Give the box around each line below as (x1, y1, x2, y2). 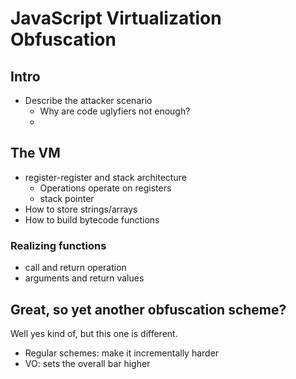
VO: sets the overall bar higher (24, 357, 151, 369)
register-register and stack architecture (24, 171, 187, 183)
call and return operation (24, 262, 127, 274)
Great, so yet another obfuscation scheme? (10, 301, 287, 318)
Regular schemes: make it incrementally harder (24, 347, 220, 359)
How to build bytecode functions (24, 213, 160, 226)
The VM (10, 145, 61, 162)
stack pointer (39, 192, 95, 204)
